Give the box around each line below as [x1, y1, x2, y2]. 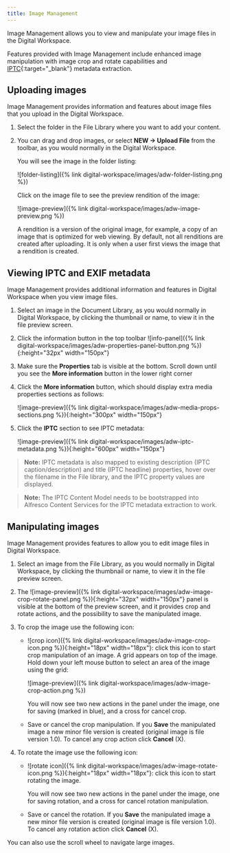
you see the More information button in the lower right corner [16, 369, 193, 378]
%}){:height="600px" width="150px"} [58, 445, 165, 453]
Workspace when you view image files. [7, 293, 118, 301]
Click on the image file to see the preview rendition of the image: [16, 191, 200, 200]
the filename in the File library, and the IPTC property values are [23, 473, 205, 481]
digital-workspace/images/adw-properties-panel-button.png [16, 342, 190, 350]
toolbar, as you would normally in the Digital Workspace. [16, 144, 177, 152]
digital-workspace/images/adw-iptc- [89, 438, 194, 446]
